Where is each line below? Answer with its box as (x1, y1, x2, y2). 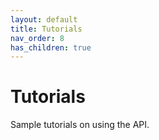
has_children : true (10, 42, 92, 53)
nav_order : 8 (10, 33, 65, 43)
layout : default (10, 14, 78, 25)
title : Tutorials (10, 24, 83, 34)
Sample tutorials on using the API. (10, 119, 150, 131)
